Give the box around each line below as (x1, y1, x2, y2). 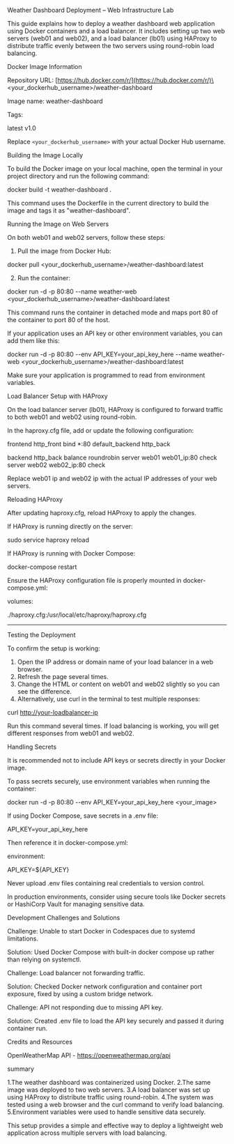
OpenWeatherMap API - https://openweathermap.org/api (7, 1051, 171, 1059)
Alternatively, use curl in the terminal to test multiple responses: (17, 695, 201, 703)
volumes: (7, 597, 33, 605)
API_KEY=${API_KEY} (7, 866, 70, 874)
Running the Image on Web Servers (7, 220, 109, 228)
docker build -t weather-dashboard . (7, 185, 111, 194)
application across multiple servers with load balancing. (7, 1129, 167, 1137)
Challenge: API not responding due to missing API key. (7, 1003, 164, 1012)
